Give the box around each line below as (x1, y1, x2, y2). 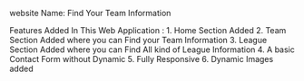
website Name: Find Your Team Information (9, 8, 172, 18)
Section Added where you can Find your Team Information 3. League (9, 35, 268, 45)
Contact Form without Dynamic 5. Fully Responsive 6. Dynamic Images (9, 54, 274, 64)
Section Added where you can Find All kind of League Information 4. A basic (9, 44, 295, 55)
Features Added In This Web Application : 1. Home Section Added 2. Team (9, 25, 287, 35)
